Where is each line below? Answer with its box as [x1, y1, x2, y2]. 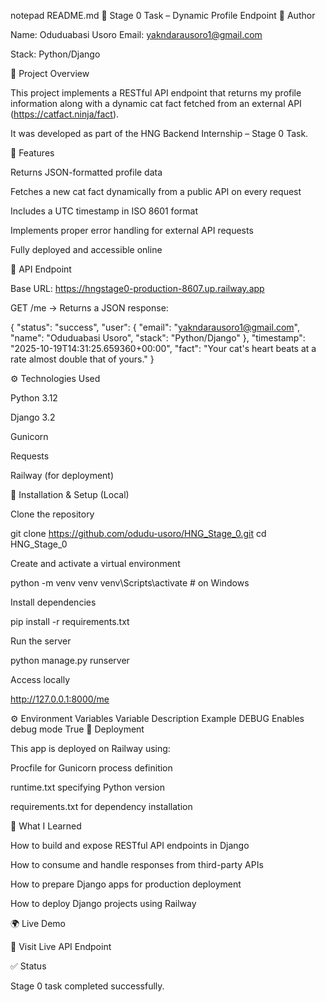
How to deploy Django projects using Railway [10, 898, 197, 909]
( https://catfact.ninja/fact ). [10, 108, 120, 120]
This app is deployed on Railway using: [10, 743, 171, 754]
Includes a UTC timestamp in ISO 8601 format [10, 205, 198, 217]
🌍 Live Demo [10, 918, 66, 929]
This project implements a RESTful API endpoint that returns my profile [10, 87, 302, 99]
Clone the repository [10, 508, 95, 520]
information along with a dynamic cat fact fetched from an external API [10, 98, 302, 109]
